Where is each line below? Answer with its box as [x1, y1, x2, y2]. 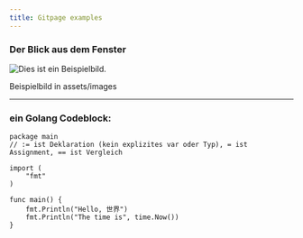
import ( [9, 164, 42, 173]
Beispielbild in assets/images [9, 80, 117, 91]
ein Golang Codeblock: [9, 112, 112, 124]
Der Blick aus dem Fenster [9, 42, 126, 55]
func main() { [9, 196, 63, 205]
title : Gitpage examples [9, 13, 103, 23]
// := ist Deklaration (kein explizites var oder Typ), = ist [9, 141, 248, 150]
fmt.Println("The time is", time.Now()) [25, 213, 179, 222]
